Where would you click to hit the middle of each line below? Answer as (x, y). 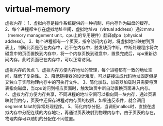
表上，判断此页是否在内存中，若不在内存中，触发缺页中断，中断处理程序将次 (81, 47)
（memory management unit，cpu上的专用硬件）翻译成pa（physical (73, 35)
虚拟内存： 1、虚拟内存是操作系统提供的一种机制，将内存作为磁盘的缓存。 (79, 23)
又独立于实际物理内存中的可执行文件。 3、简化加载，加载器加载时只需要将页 (81, 82)
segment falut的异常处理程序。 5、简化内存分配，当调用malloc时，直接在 (78, 106)
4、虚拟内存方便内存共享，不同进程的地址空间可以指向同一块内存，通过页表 (81, 94)
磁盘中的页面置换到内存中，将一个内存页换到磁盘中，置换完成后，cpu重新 (79, 53)
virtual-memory (38, 9)
